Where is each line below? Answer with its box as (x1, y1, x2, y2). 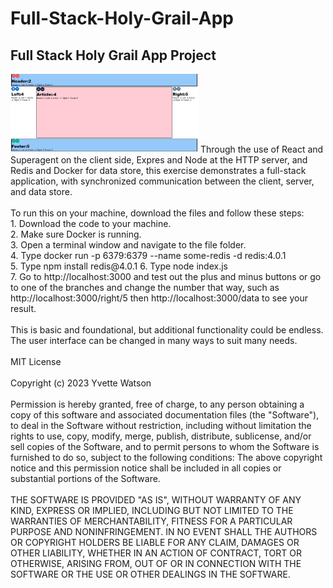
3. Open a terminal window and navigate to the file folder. (10, 239, 247, 251)
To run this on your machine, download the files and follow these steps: (10, 207, 305, 219)
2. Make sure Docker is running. (10, 228, 142, 241)
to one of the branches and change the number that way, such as (10, 282, 280, 294)
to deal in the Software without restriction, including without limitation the (10, 420, 312, 432)
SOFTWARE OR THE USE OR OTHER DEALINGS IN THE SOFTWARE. (10, 568, 291, 581)
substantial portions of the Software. (10, 473, 161, 485)
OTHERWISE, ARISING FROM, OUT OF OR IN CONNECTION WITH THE (10, 558, 302, 570)
